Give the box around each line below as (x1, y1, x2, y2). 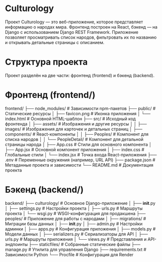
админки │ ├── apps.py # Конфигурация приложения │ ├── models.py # (5, 226, 156, 231)
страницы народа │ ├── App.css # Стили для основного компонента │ (5, 141, 152, 147)
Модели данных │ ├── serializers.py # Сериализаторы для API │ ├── (5, 231, 148, 237)
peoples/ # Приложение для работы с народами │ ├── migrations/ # (5, 216, 147, 221)
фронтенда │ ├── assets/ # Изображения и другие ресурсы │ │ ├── (5, 121, 147, 126)
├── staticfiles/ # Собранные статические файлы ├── (29, 241, 141, 247)
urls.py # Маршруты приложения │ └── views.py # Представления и (5, 236, 147, 242)
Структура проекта (5, 57, 88, 68)
